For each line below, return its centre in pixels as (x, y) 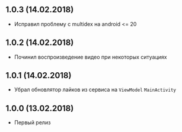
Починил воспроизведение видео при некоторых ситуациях (90, 57)
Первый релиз (32, 123)
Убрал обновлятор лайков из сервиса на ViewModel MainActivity (95, 90)
